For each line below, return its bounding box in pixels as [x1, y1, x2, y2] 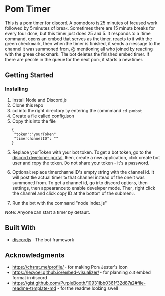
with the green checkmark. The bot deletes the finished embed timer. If [5, 51, 150, 57]
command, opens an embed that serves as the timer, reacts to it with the [5, 36, 152, 42]
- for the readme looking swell [57, 285, 118, 291]
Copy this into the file [12, 118, 56, 124]
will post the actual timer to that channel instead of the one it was [12, 174, 145, 180]
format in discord [12, 275, 48, 281]
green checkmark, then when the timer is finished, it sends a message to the [5, 41, 161, 46]
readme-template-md [12, 285, 57, 291]
